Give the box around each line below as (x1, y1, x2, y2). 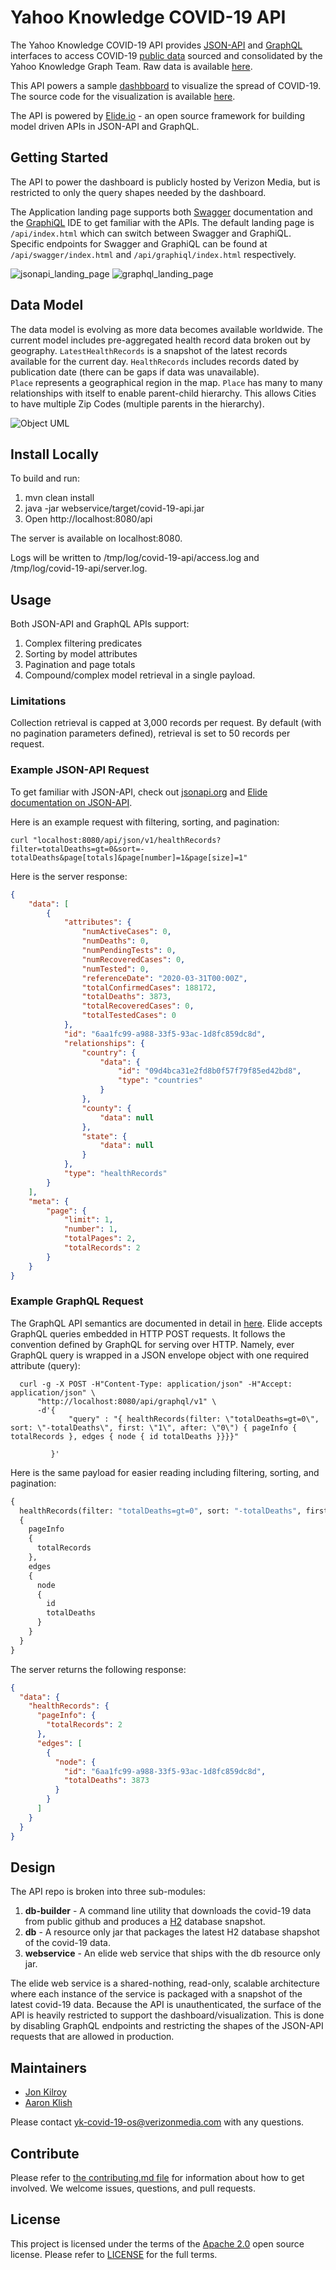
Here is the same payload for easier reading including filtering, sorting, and (10, 1466, 320, 1478)
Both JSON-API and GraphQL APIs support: (10, 618, 190, 630)
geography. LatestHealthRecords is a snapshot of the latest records (10, 344, 288, 356)
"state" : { (81, 1131, 128, 1141)
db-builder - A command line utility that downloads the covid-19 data (24, 1905, 312, 1917)
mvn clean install (24, 492, 95, 504)
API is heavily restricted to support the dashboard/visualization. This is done (10, 2009, 325, 2021)
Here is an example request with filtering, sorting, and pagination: (10, 816, 280, 828)
